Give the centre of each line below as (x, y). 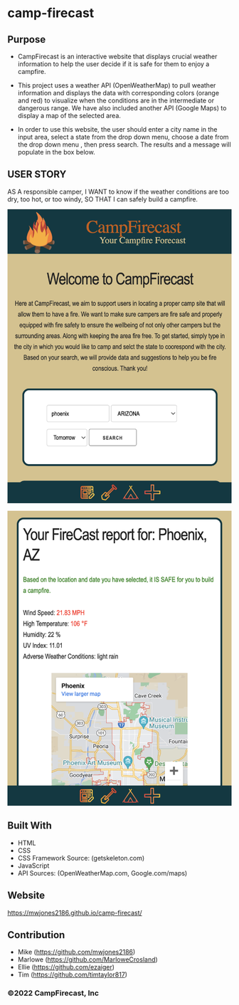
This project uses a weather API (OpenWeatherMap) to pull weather (117, 85)
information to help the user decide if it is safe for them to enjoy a (113, 64)
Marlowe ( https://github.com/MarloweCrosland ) (87, 959)
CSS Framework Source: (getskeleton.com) (81, 858)
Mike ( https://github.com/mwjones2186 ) (76, 952)
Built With (30, 826)
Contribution (36, 935)
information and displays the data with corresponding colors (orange (118, 93)
